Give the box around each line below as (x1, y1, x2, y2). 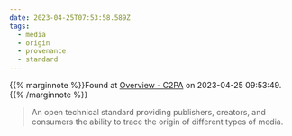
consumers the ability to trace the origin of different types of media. (31, 116, 284, 127)
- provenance (17, 47, 67, 56)
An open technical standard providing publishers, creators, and (31, 107, 266, 117)
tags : (9, 22, 30, 31)
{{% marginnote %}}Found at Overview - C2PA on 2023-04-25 (9, 80, 243, 90)
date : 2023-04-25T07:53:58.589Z (9, 13, 131, 23)
